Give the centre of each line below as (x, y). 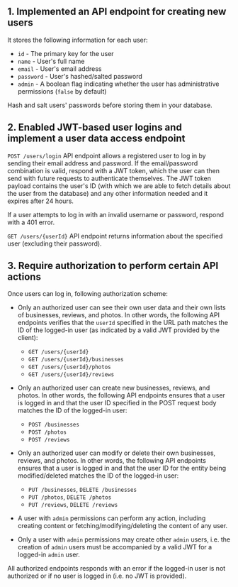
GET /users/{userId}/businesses (76, 360)
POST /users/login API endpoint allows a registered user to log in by (107, 155)
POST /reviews (49, 440)
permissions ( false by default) (62, 91)
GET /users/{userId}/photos (69, 367)
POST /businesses (54, 425)
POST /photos (47, 432)
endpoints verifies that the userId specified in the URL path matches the (123, 323)
